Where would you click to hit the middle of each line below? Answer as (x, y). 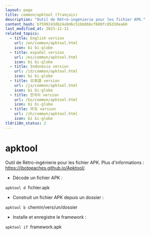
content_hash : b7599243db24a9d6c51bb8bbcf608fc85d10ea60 (66, 24)
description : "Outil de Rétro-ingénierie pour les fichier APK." (75, 19)
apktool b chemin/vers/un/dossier (41, 207)
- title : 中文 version (33, 109)
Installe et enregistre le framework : (49, 217)
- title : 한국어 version (34, 95)
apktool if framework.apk (34, 227)
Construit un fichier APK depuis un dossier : (58, 197)
